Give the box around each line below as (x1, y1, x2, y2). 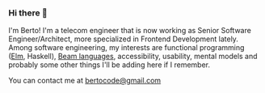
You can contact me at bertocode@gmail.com (8, 76, 162, 86)
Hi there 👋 (8, 7, 48, 19)
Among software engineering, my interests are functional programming (8, 43, 245, 53)
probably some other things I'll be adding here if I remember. (8, 60, 210, 70)
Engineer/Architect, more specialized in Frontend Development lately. (8, 34, 238, 44)
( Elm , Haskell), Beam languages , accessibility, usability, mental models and (8, 52, 258, 61)
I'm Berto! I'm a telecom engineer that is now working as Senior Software (8, 26, 252, 36)
